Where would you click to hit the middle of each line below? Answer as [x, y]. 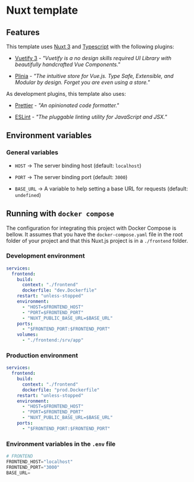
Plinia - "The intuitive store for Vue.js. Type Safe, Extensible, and [94, 76]
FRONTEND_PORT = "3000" [33, 467]
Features [23, 32]
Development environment [46, 256]
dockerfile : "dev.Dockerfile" [59, 290]
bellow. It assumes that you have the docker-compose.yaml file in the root [95, 234]
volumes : [28, 335]
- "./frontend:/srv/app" [53, 340]
